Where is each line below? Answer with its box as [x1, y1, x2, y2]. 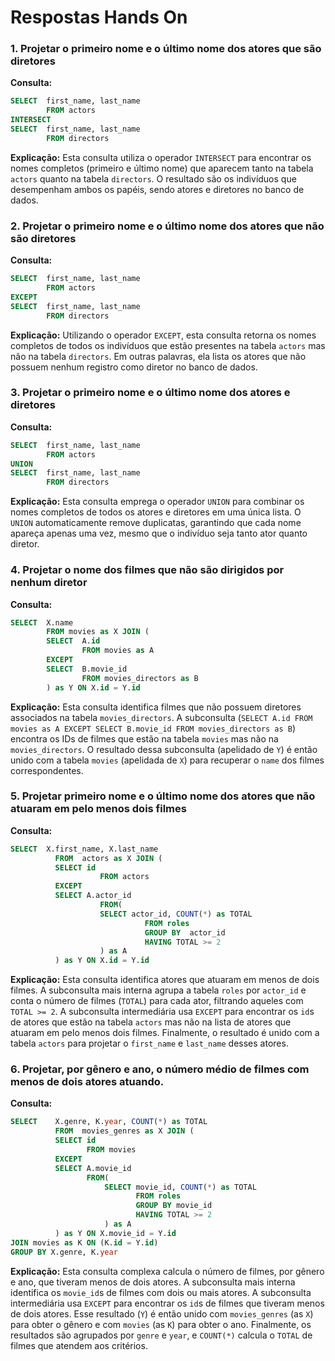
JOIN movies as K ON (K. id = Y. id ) [10, 1237, 159, 1248]
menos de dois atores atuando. [10, 1075, 165, 1089]
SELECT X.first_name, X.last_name [10, 844, 159, 854]
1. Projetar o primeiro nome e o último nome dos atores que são [10, 42, 322, 56]
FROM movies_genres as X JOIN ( [54, 1126, 195, 1136]
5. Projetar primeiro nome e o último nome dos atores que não [10, 789, 316, 803]
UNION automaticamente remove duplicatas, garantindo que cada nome [10, 517, 302, 529]
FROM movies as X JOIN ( [46, 627, 150, 637]
